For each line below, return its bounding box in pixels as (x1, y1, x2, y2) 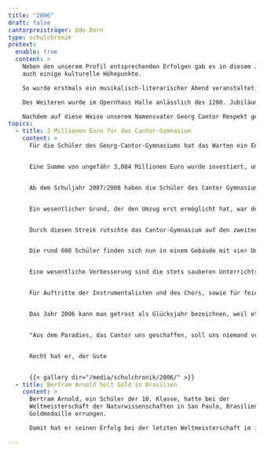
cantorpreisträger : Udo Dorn (8, 26, 104, 34)
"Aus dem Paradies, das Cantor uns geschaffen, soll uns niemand (28, 331, 247, 339)
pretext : (8, 41, 37, 49)
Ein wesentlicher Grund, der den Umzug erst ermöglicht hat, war (28, 205, 247, 213)
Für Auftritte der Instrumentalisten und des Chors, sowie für (28, 289, 241, 297)
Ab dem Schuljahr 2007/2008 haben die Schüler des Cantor (28, 184, 223, 192)
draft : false (8, 19, 51, 27)
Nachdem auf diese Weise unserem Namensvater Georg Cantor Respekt (22, 112, 247, 120)
